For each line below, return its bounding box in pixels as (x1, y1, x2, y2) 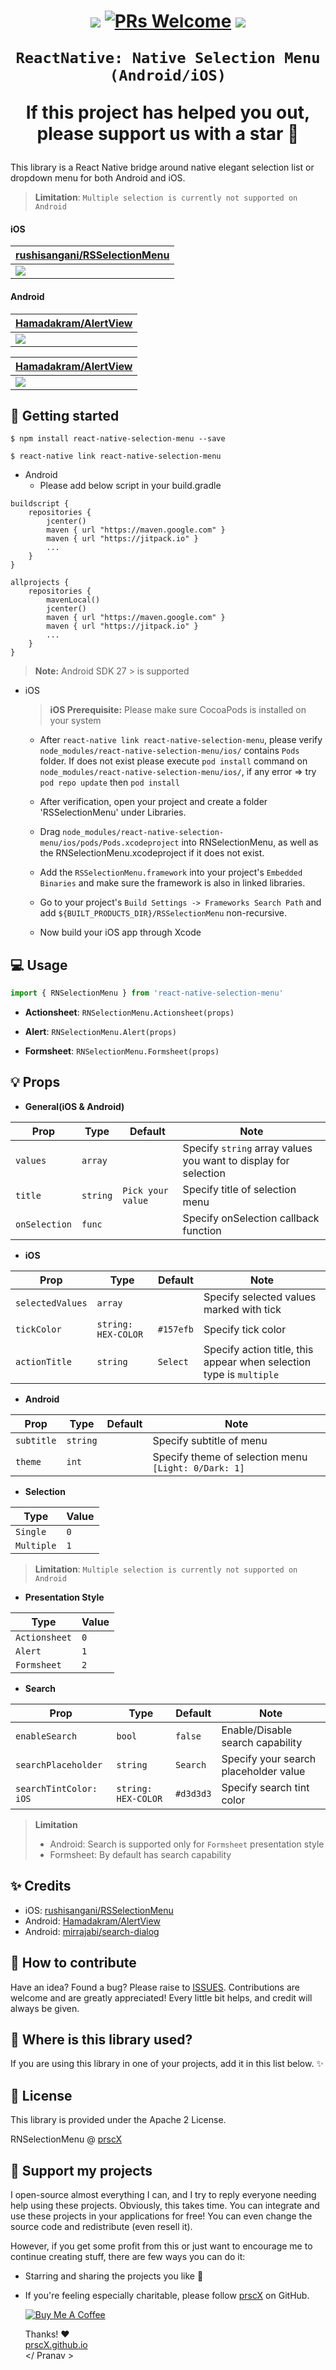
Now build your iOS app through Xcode (39, 926, 202, 939)
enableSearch (15, 1730, 78, 1742)
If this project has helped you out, (25, 101, 311, 124)
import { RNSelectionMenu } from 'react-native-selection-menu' (10, 988, 284, 999)
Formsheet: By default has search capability (49, 1848, 232, 1860)
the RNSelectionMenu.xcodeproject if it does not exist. (39, 847, 265, 859)
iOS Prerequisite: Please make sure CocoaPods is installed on (49, 704, 307, 716)
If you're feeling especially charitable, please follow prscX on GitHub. (24, 2289, 310, 2301)
